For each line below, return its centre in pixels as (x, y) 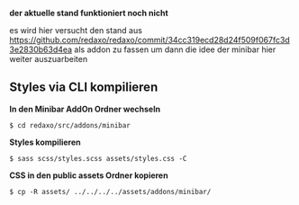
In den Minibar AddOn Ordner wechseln (85, 109)
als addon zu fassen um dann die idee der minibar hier (175, 49)
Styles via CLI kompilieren (84, 88)
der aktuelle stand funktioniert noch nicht (89, 13)
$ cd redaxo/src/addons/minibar (70, 125)
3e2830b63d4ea (41, 49)
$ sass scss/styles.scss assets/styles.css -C (98, 158)
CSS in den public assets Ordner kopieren (89, 175)
